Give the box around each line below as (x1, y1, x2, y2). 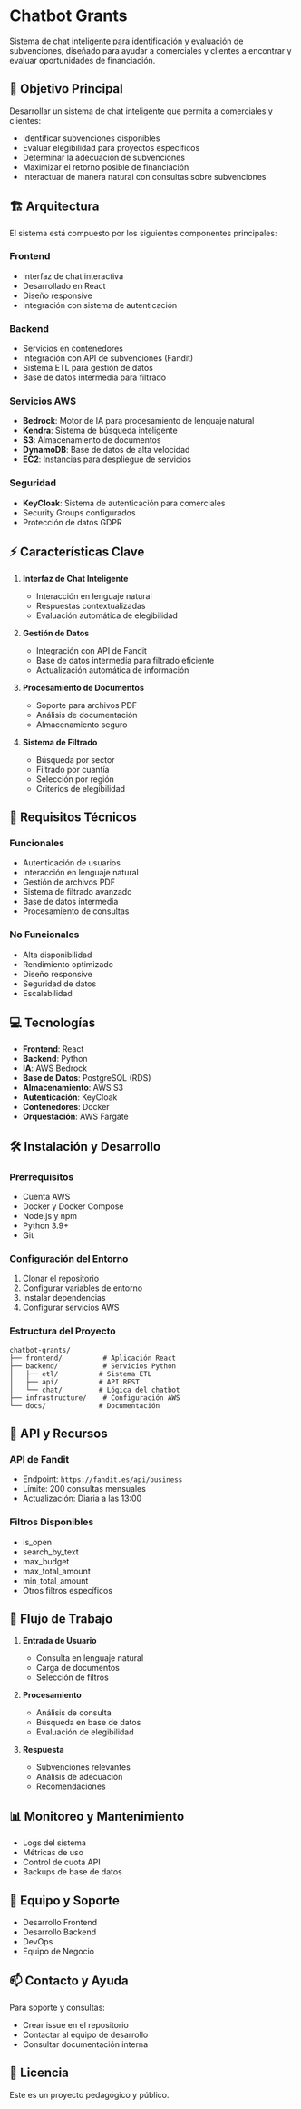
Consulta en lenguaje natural (35, 1653, 144, 1664)
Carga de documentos (35, 1663, 120, 1674)
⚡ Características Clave (9, 545, 145, 560)
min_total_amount (22, 1574, 89, 1586)
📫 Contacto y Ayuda (9, 1974, 129, 1989)
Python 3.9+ (22, 1220, 70, 1232)
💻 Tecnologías (9, 1015, 96, 1030)
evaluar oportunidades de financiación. (9, 55, 156, 65)
